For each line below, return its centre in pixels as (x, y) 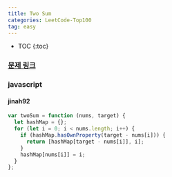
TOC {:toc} (33, 47)
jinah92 (19, 101)
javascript (25, 85)
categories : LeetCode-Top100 (50, 20)
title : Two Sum (30, 14)
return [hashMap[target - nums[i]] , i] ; (85, 142)
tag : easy (22, 26)
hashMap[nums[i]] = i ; (53, 154)
